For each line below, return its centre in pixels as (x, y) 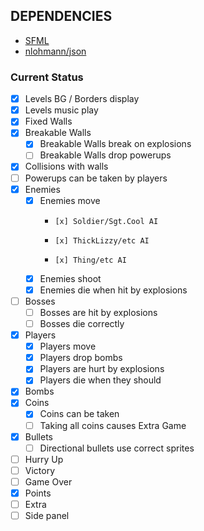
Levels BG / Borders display (82, 99)
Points (38, 493)
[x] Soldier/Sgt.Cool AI (106, 221)
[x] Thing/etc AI (90, 260)
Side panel (47, 516)
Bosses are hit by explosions (98, 312)
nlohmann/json (55, 51)
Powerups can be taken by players (96, 178)
